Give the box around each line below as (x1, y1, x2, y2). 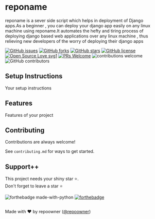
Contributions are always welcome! (5, 139, 76, 145)
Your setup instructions (5, 85, 52, 91)
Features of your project (5, 112, 53, 118)
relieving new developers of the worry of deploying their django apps (5, 38, 144, 44)
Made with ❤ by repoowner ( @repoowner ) (5, 208, 91, 214)
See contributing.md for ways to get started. (5, 148, 95, 154)
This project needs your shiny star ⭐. (5, 176, 79, 182)
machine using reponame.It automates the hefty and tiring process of (5, 28, 144, 34)
